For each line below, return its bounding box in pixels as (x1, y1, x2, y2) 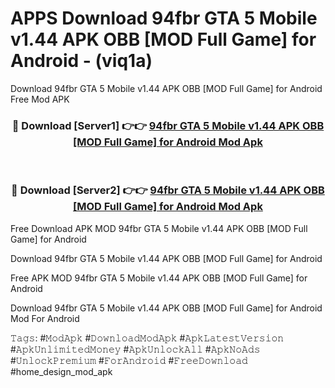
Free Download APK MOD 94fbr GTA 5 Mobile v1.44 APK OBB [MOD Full (10, 222, 308, 234)
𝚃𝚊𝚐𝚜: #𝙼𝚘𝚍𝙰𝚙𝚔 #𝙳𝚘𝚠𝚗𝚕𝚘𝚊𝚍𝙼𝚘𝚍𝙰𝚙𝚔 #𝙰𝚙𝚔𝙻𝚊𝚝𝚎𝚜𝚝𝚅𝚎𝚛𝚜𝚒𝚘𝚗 (10, 332, 285, 344)
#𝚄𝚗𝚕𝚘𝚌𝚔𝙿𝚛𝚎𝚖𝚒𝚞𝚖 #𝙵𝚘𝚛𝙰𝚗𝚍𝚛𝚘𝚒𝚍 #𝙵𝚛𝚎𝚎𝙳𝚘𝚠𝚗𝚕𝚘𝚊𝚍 (10, 354, 248, 366)
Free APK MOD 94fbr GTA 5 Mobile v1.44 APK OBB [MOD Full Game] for (10, 272, 308, 284)
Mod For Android (10, 312, 80, 324)
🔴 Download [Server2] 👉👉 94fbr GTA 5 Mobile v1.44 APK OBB (11, 183, 325, 197)
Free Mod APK (10, 93, 70, 105)
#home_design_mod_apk (10, 365, 113, 377)
